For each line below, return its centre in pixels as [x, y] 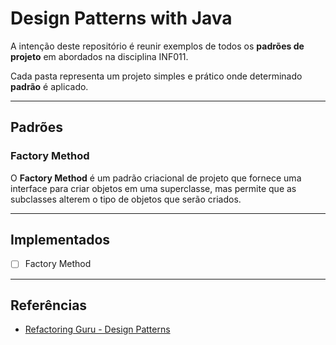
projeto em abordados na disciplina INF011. [99, 56]
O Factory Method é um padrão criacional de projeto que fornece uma [156, 178]
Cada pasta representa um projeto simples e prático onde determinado [156, 76]
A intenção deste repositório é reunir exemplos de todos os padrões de [157, 46]
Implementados [60, 240]
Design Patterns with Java [121, 18]
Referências [49, 305]
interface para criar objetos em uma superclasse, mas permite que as [153, 188]
